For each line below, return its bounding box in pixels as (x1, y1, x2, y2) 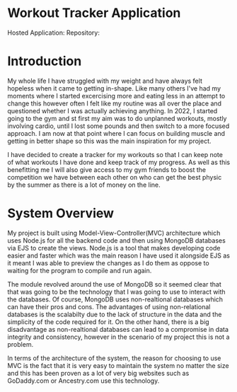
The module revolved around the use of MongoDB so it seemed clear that (7, 279, 221, 288)
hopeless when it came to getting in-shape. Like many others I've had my (7, 83, 221, 93)
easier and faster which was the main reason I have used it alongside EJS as (7, 251, 230, 260)
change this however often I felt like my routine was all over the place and (7, 99, 221, 108)
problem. (7, 340, 34, 348)
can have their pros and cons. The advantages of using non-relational (7, 302, 211, 311)
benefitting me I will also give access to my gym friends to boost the (7, 165, 207, 174)
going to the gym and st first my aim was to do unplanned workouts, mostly (7, 114, 227, 122)
